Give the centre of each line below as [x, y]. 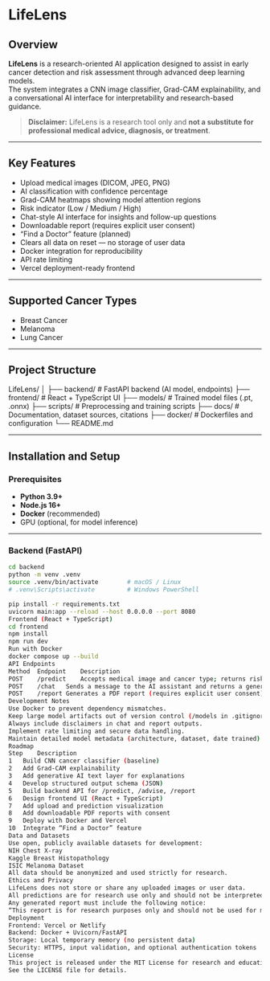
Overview [33, 45]
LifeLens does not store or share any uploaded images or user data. [127, 888]
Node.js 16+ [41, 505]
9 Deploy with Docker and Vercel [68, 821]
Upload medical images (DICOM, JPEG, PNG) [95, 182]
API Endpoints [32, 664]
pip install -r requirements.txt [64, 604]
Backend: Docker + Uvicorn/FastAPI [68, 933]
